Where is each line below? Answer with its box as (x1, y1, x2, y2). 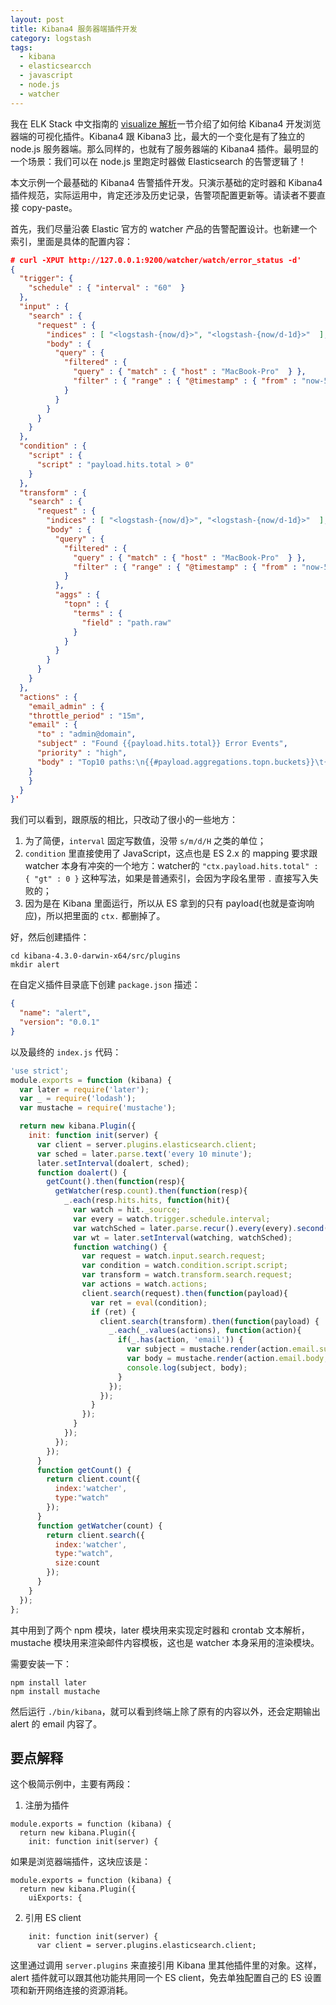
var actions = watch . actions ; (81, 1279, 208, 1289)
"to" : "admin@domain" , (36, 729, 137, 740)
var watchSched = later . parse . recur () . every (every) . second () (73, 1223, 333, 1233)
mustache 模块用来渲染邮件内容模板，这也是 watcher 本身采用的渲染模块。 (10, 1636, 320, 1648)
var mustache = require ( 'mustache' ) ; (19, 1103, 177, 1113)
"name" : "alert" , (19, 1008, 92, 1018)
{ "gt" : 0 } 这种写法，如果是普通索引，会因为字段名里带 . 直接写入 (24, 872, 310, 885)
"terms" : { (73, 608, 123, 618)
